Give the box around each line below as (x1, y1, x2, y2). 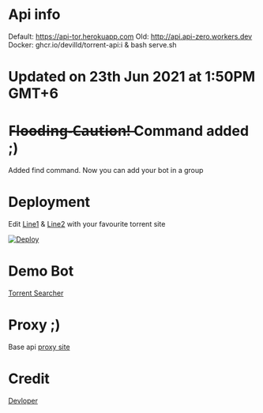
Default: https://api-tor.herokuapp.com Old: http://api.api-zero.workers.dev (8, 32, 253, 41)
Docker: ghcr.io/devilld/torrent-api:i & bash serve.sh (8, 39, 177, 49)
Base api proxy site (8, 342, 70, 351)
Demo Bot (8, 262, 74, 280)
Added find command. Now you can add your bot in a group (8, 166, 204, 175)
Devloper (8, 396, 38, 405)
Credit (8, 370, 50, 388)
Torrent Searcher (8, 288, 64, 298)
